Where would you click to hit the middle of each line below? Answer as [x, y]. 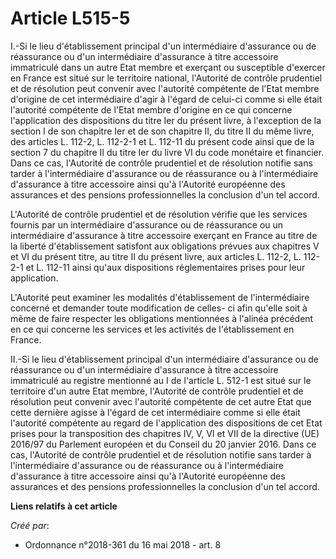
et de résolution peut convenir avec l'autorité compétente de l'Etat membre [165, 88]
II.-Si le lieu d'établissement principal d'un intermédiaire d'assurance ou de [164, 359]
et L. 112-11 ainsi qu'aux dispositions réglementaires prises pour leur [165, 267]
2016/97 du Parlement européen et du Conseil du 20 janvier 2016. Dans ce [163, 444]
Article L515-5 [70, 18]
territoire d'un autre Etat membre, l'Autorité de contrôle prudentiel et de [157, 391]
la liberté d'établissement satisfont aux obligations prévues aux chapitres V [165, 246]
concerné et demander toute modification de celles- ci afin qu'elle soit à [159, 308]
